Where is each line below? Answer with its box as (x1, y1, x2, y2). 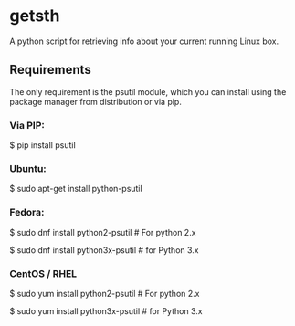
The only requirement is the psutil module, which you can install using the (9, 86, 287, 97)
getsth (9, 5, 60, 26)
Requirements (9, 62, 91, 78)
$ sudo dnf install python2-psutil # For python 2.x (9, 226, 196, 237)
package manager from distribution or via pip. (9, 96, 183, 107)
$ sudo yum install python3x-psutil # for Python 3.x (9, 305, 203, 316)
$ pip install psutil (9, 140, 76, 151)
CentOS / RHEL (9, 267, 78, 279)
